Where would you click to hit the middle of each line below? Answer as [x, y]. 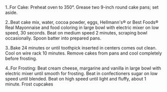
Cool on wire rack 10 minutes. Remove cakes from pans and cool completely [83, 53]
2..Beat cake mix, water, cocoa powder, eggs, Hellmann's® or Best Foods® [82, 22]
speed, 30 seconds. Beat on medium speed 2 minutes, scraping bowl [76, 33]
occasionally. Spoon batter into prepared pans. [53, 38]
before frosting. [21, 58]
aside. [11, 12]
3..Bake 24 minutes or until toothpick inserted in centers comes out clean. [81, 48]
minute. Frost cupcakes [29, 84]
